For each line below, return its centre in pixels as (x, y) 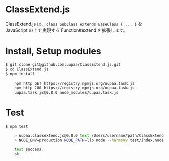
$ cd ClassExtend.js (27, 69)
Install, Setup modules (53, 51)
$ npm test (17, 127)
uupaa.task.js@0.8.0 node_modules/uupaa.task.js (67, 93)
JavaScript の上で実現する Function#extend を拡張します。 (67, 30)
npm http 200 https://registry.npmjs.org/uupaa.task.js (75, 88)
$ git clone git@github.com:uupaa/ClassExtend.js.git (63, 64)
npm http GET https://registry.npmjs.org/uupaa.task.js (75, 83)
